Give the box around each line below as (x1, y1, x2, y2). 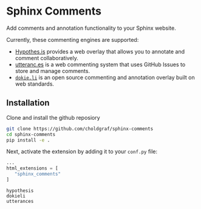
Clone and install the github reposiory (6, 114, 100, 121)
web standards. (15, 80, 55, 87)
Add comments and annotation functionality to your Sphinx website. (6, 24, 176, 32)
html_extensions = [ (6, 165, 59, 171)
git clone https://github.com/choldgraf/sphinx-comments (6, 126, 154, 132)
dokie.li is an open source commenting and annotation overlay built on (15, 74, 196, 81)
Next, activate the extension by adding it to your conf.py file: (6, 148, 158, 156)
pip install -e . (6, 137, 50, 143)
